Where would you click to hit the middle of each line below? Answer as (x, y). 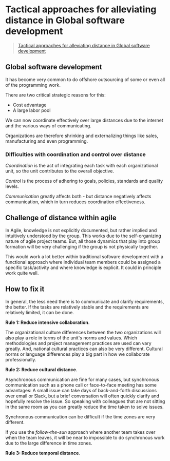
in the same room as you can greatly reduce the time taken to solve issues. (84, 407)
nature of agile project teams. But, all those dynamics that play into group (83, 241)
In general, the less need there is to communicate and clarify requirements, (85, 301)
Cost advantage (30, 105)
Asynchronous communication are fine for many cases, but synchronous (82, 379)
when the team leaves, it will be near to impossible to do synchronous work (85, 437)
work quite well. (22, 273)
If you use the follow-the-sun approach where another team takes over (80, 432)
